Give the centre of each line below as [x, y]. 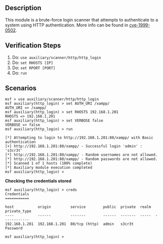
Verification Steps [33, 46]
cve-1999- [140, 25]
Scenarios [21, 88]
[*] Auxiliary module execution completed [49, 168]
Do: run [19, 73]
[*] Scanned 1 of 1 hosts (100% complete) [49, 163]
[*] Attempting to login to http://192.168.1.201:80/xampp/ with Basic [79, 138]
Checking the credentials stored [38, 181]
